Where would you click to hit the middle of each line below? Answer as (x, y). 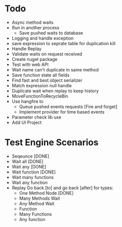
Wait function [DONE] (34, 172)
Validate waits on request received (47, 54)
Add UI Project (27, 122)
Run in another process (36, 27)
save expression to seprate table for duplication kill (63, 43)
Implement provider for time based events (62, 112)
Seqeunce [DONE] (31, 156)
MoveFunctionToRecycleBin (40, 96)
